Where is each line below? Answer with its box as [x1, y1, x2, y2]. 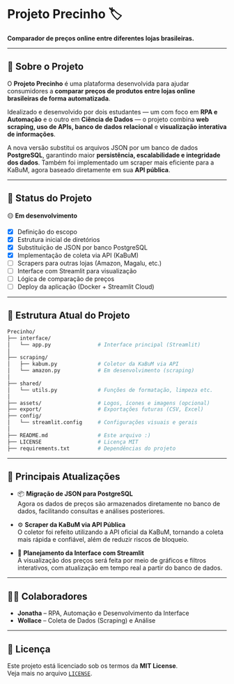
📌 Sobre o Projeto [7, 61, 84, 73]
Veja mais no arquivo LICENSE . [7, 669, 93, 677]
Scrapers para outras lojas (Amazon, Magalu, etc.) [17, 259, 162, 267]
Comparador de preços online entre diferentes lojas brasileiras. [7, 33, 195, 43]
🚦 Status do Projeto [7, 192, 93, 204]
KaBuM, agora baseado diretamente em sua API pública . [7, 165, 171, 174]
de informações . [7, 130, 56, 138]
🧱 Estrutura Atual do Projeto [7, 310, 130, 321]
